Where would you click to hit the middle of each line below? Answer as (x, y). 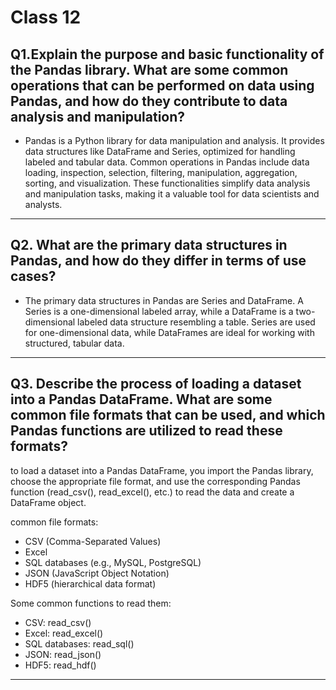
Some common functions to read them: (91, 603)
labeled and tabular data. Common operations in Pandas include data (167, 162)
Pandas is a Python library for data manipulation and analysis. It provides (174, 140)
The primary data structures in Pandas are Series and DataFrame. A (164, 300)
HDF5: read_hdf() (60, 665)
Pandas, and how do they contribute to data (149, 101)
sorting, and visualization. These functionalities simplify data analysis (167, 183)
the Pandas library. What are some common (149, 69)
